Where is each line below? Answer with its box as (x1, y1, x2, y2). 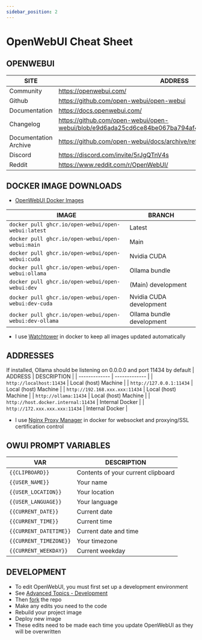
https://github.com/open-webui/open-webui (58, 96, 186, 105)
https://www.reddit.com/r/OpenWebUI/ (58, 160, 168, 169)
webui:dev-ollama (9, 317, 59, 325)
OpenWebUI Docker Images (14, 197, 84, 204)
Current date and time (76, 527, 139, 536)
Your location (76, 488, 114, 497)
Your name (76, 478, 108, 486)
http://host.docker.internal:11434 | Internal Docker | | (6, 399, 144, 406)
